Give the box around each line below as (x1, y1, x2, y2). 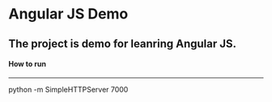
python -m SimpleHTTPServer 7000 (8, 84, 129, 94)
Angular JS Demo (8, 5, 129, 23)
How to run (8, 59, 47, 69)
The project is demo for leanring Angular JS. (8, 37, 237, 51)
